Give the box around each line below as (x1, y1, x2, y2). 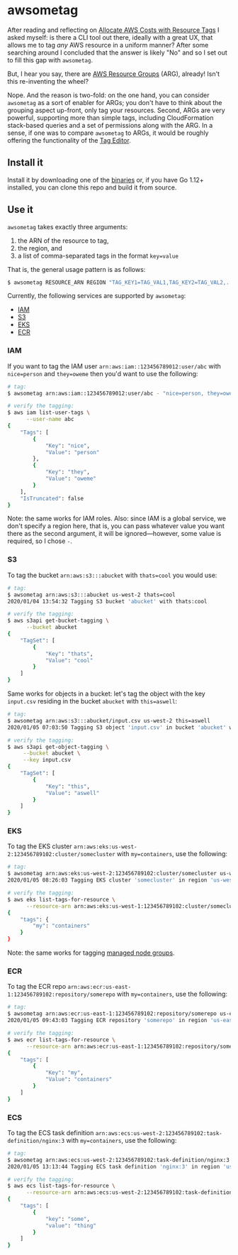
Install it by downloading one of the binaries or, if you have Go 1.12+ (7, 175, 204, 184)
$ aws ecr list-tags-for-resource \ (7, 1036, 115, 1043)
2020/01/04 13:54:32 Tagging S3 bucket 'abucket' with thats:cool (7, 598, 208, 605)
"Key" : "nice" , (45, 442, 91, 449)
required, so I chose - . (7, 537, 72, 545)
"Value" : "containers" (45, 1076, 113, 1083)
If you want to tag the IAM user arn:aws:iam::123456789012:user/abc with (7, 361, 222, 371)
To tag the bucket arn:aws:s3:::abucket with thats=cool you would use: (7, 571, 217, 579)
